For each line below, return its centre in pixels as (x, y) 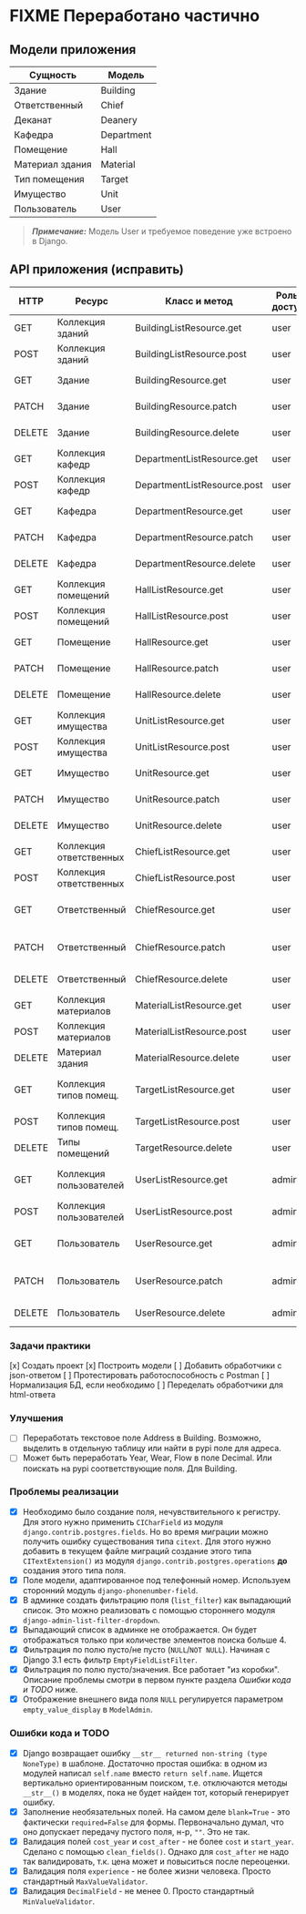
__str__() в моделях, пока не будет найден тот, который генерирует (156, 1792)
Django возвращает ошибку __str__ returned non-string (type (145, 1753)
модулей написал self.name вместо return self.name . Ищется (143, 1773)
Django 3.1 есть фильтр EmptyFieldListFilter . (110, 1660)
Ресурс (92, 301)
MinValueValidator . (59, 1901)
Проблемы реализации (64, 1492)
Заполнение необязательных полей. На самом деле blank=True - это (156, 1812)
